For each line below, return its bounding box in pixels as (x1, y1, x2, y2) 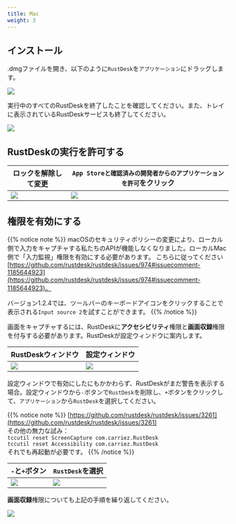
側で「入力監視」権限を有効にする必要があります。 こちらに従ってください (7, 252, 223, 261)
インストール (7, 44, 63, 56)
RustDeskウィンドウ (11, 349, 79, 359)
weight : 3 (7, 17, 37, 24)
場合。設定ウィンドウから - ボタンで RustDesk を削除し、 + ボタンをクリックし (7, 388, 223, 396)
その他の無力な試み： (7, 426, 69, 435)
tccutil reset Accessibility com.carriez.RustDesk (7, 440, 159, 447)
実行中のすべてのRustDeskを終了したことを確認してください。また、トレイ (7, 101, 225, 110)
